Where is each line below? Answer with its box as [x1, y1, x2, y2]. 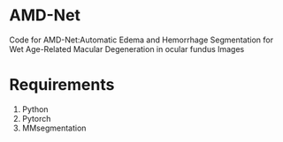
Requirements [9, 75, 115, 95]
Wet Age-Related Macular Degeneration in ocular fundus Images [9, 43, 245, 54]
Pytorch [21, 113, 51, 123]
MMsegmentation [21, 123, 87, 133]
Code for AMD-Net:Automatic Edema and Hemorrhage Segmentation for [9, 34, 274, 45]
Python [21, 103, 49, 115]
